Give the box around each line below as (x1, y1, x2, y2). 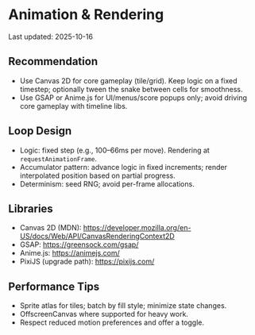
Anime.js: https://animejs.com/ (19, 248, 121, 258)
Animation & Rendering (8, 6, 164, 24)
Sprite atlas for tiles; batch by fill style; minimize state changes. (19, 301, 227, 310)
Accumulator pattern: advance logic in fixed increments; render (19, 162, 228, 171)
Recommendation (8, 55, 98, 68)
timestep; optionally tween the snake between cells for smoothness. (19, 84, 243, 94)
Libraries (8, 202, 53, 215)
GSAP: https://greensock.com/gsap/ (19, 240, 139, 249)
